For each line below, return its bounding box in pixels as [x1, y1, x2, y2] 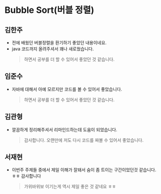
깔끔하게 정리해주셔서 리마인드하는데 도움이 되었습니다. [11, 126, 118, 132]
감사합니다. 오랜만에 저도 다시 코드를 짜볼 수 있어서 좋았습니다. [24, 137, 144, 143]
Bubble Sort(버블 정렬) [4, 4, 95, 16]
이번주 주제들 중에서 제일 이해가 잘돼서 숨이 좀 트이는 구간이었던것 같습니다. [11, 167, 157, 173]
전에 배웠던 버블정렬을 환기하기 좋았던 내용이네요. [11, 40, 107, 45]
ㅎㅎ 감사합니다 [11, 173, 41, 179]
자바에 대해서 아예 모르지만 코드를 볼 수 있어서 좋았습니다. [11, 86, 123, 92]
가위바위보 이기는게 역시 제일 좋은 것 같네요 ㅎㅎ [24, 184, 116, 190]
